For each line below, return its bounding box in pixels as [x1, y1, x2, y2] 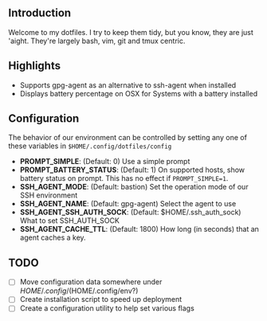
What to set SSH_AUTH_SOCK [19, 216, 120, 225]
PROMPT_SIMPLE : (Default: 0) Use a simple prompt [19, 157, 190, 166]
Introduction [8, 6, 72, 20]
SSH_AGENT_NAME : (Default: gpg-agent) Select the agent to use [19, 199, 237, 209]
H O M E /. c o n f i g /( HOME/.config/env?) [19, 286, 139, 296]
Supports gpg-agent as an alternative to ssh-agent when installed [19, 80, 237, 90]
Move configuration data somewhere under [19, 277, 163, 287]
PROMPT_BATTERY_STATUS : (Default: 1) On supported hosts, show [19, 165, 245, 174]
